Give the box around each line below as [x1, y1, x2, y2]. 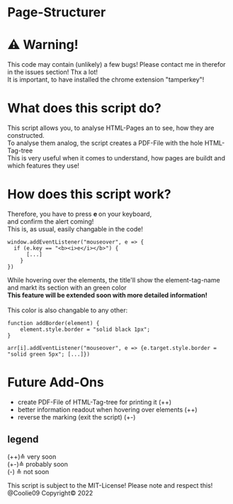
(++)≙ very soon [7, 452, 57, 461]
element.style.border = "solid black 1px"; [20, 326, 151, 333]
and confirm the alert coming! [7, 217, 94, 226]
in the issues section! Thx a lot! [7, 68, 98, 77]
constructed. [7, 131, 45, 140]
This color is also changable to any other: [7, 306, 128, 314]
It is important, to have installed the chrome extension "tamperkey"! [7, 75, 205, 84]
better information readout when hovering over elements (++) [17, 405, 198, 414]
